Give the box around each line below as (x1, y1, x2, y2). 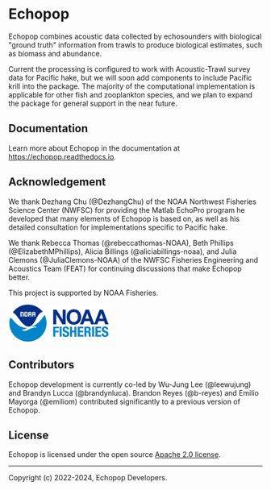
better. (8, 272, 31, 282)
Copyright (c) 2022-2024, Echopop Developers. (8, 473, 168, 483)
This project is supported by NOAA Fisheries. (8, 288, 159, 297)
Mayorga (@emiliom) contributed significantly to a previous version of (8, 397, 240, 406)
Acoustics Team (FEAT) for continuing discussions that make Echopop (8, 264, 242, 273)
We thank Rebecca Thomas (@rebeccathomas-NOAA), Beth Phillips (8, 238, 234, 247)
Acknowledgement (8, 175, 106, 189)
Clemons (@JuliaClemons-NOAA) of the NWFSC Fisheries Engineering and (8, 255, 259, 264)
